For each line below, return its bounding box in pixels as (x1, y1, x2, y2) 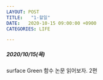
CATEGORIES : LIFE (6, 25, 51, 32)
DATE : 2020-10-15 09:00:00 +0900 (6, 20, 97, 26)
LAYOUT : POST (6, 8, 40, 15)
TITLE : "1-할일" (6, 15, 51, 21)
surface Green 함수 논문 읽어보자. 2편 (6, 67, 98, 75)
